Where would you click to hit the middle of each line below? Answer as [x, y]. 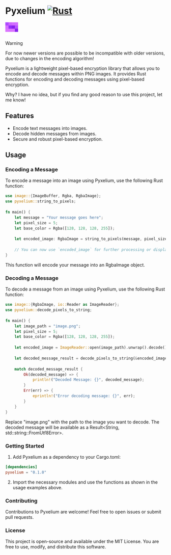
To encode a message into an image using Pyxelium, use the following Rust [84, 180]
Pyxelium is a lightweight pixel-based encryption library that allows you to [83, 68]
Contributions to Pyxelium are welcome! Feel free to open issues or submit [83, 512]
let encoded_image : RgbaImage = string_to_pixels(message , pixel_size [91, 239]
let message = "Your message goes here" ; [59, 217]
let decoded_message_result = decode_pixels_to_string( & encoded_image [91, 358]
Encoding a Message [32, 170]
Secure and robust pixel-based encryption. [58, 139]
